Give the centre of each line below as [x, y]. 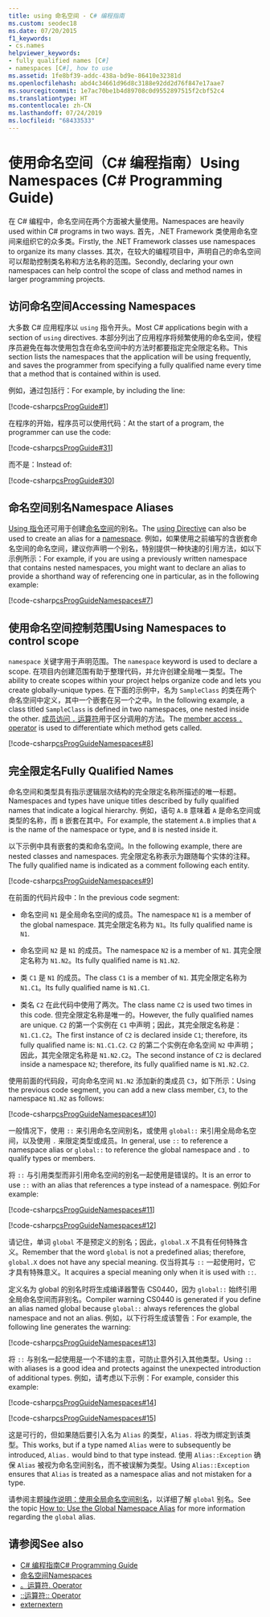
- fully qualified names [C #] [59, 61]
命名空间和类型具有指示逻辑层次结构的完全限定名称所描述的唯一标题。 [125, 792]
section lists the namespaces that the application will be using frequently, [130, 356]
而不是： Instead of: [40, 464]
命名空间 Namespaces [56, 1575]
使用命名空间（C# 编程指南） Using [124, 163]
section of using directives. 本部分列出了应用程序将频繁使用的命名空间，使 [131, 337]
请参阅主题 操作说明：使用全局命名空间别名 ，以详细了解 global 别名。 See [130, 1499]
